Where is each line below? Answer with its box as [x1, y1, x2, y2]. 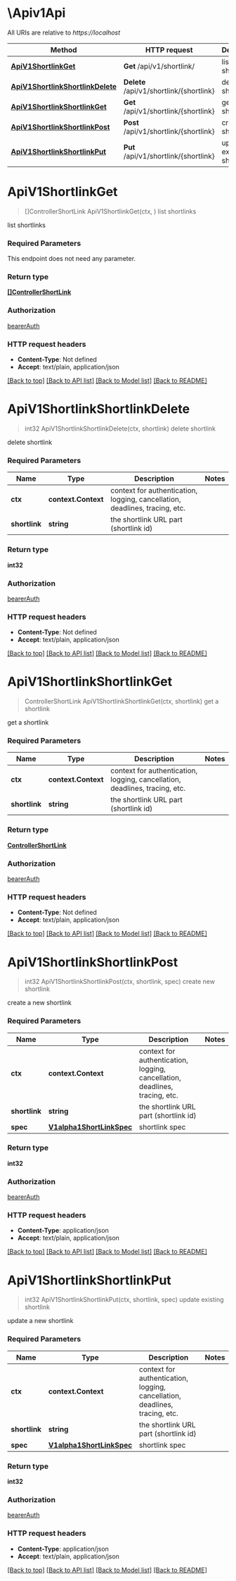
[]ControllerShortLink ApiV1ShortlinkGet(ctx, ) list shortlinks [24, 207, 197, 216]
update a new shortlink [7, 1317, 74, 1325]
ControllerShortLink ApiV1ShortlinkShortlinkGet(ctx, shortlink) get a [24, 697, 219, 706]
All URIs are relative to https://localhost [7, 28, 121, 37]
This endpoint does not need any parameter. [7, 254, 136, 263]
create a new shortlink [7, 999, 72, 1007]
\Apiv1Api [7, 5, 66, 21]
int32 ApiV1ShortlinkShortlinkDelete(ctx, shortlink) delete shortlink [24, 424, 216, 433]
